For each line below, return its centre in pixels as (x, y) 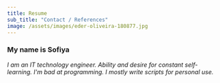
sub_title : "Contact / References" (58, 20)
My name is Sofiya (38, 50)
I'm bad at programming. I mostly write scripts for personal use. (124, 71)
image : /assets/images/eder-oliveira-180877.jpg (78, 26)
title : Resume (27, 13)
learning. (20, 71)
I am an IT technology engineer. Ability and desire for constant (95, 65)
